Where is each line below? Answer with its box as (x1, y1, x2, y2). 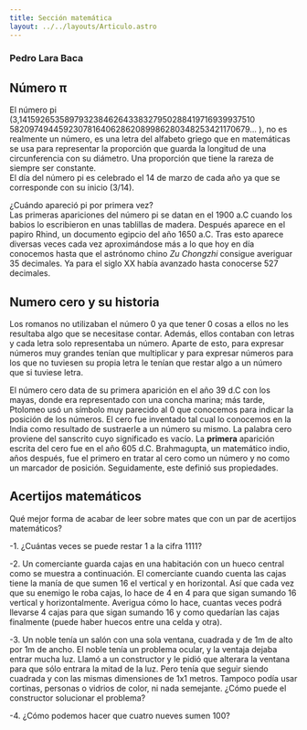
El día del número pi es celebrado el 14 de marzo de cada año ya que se (9, 173, 281, 184)
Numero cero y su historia (9, 294, 160, 310)
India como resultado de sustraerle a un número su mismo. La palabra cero (9, 424, 292, 435)
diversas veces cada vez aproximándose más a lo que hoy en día (9, 238, 255, 249)
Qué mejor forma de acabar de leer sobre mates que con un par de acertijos (9, 513, 297, 524)
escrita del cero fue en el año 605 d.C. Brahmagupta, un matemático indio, (9, 443, 291, 454)
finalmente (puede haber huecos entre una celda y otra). (9, 616, 223, 627)
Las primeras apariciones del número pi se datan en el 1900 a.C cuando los (9, 209, 292, 220)
